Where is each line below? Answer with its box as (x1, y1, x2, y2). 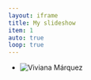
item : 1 (8, 26, 34, 34)
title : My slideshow (8, 19, 77, 27)
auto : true (8, 33, 44, 42)
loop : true (8, 41, 44, 49)
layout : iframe (8, 11, 59, 20)
